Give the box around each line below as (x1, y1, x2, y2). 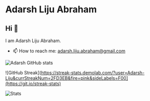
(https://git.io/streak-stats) (5, 80, 61, 87)
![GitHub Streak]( (5, 70, 41, 75)
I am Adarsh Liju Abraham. (5, 37, 61, 44)
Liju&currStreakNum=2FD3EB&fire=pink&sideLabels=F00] (5, 75, 128, 81)
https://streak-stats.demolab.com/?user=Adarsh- (40, 70, 145, 75)
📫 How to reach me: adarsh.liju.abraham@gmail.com (12, 48, 125, 54)
